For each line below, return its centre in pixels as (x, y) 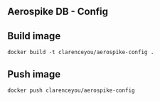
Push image (34, 74)
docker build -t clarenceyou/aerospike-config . (81, 53)
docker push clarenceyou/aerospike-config (71, 91)
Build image (34, 36)
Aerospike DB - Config (58, 12)
